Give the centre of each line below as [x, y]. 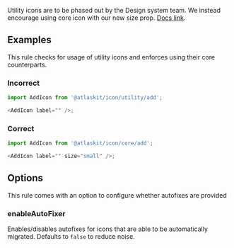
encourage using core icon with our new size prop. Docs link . [96, 18]
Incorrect [24, 83]
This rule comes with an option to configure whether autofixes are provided [117, 195]
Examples [29, 40]
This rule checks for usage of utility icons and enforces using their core [111, 57]
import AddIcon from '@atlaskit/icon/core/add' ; [80, 143]
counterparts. [27, 64]
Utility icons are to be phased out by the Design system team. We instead [114, 10]
